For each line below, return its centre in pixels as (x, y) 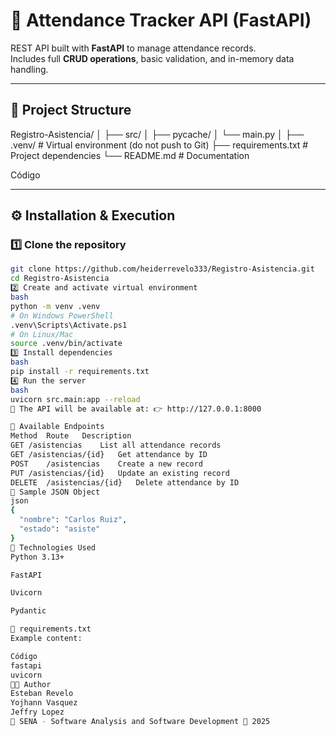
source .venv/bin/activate (66, 344)
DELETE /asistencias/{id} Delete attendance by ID (125, 482)
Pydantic (28, 611)
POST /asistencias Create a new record (106, 464)
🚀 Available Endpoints (57, 427)
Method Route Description (71, 436)
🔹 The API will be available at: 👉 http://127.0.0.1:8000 (136, 409)
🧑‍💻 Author (31, 684)
